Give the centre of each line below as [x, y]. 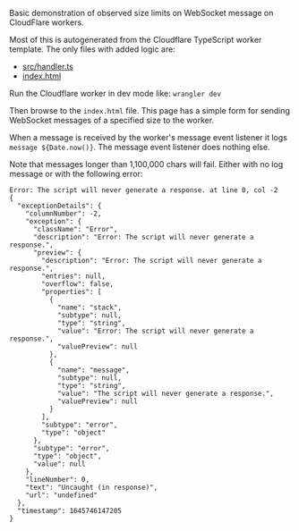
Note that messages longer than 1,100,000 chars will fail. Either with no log [146, 164]
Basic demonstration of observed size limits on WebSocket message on [141, 13]
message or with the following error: [76, 174]
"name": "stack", [90, 308]
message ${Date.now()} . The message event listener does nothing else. [140, 147]
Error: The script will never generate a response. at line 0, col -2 [144, 190]
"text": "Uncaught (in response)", [92, 487]
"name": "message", [93, 370]
